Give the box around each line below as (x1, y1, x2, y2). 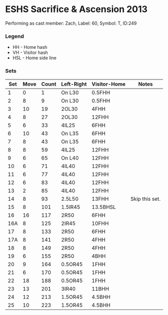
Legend (5, 33, 24, 40)
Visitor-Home (91, 81, 126, 88)
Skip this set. (130, 195, 161, 202)
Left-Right (61, 81, 87, 88)
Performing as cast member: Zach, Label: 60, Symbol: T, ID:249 (5, 20, 137, 26)
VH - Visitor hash (12, 49, 48, 56)
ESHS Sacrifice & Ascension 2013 (5, 4, 148, 15)
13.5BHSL (91, 203, 116, 210)
